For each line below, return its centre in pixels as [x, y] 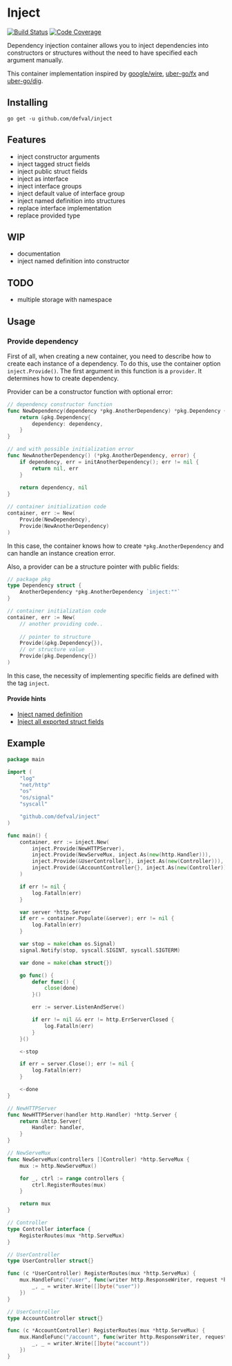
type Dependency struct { [44, 586]
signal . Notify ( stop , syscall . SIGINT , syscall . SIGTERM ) [100, 950]
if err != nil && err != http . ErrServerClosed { [103, 1020]
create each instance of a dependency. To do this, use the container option [114, 363]
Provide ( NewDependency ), [55, 520]
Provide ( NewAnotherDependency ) [65, 526]
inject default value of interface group [71, 193]
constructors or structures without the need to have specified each [103, 53]
